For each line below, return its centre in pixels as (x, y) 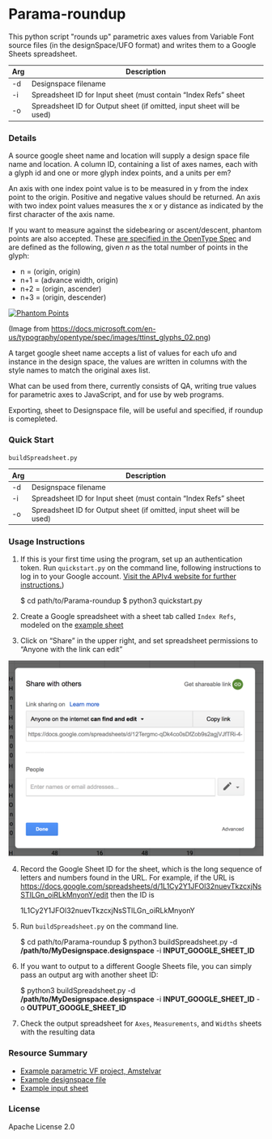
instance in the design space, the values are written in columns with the (128, 361)
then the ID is (133, 895)
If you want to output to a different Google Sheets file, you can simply (136, 966)
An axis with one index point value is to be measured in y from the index (128, 188)
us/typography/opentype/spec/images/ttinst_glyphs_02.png (108, 337)
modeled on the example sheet (72, 625)
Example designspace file (63, 1079)
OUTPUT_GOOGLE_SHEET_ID (77, 1008)
